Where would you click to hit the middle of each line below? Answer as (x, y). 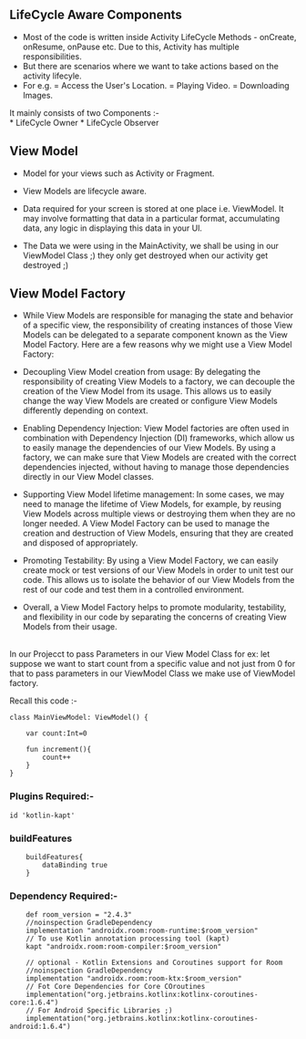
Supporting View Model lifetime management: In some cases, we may (153, 494)
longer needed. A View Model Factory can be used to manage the (146, 524)
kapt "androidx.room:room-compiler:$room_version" (124, 947)
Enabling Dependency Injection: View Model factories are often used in (156, 429)
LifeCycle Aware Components (96, 15)
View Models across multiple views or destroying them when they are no (159, 514)
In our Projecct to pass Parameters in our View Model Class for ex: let (140, 654)
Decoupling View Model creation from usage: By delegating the (142, 372)
